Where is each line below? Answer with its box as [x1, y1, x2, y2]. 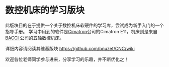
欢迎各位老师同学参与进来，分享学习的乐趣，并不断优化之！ [5, 56, 129, 62]
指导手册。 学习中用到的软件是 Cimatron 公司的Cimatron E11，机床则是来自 [5, 28, 157, 34]
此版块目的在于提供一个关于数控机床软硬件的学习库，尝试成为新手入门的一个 [5, 22, 164, 28]
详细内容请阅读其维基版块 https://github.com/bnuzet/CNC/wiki [5, 45, 135, 51]
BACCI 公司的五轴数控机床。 [5, 35, 64, 41]
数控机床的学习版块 [5, 5, 85, 16]
